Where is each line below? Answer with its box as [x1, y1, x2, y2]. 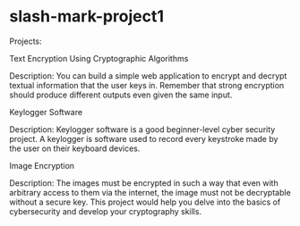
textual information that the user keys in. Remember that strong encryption [9, 80, 285, 90]
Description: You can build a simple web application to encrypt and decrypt [9, 70, 287, 81]
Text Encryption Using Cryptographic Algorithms [9, 53, 189, 63]
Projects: [9, 36, 42, 46]
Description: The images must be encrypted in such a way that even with [9, 177, 279, 188]
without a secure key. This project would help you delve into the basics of [9, 197, 281, 207]
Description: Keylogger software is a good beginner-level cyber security [9, 123, 276, 135]
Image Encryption [9, 160, 74, 171]
